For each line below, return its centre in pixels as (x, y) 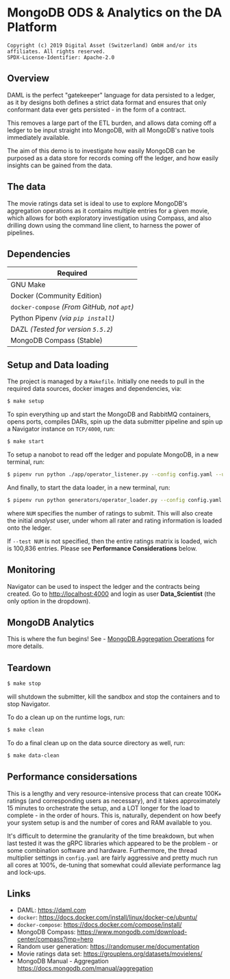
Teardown (29, 667)
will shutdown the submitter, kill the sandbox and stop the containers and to (114, 697)
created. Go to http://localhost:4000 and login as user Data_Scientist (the (111, 594)
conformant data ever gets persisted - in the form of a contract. (97, 109)
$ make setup (26, 401)
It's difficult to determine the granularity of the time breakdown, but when (111, 836)
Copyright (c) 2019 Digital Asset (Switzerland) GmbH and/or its (102, 45)
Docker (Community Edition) (56, 296)
